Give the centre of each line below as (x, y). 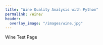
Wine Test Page (21, 37)
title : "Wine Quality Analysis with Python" (52, 10)
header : (13, 19)
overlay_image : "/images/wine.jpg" (46, 23)
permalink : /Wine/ (24, 14)
